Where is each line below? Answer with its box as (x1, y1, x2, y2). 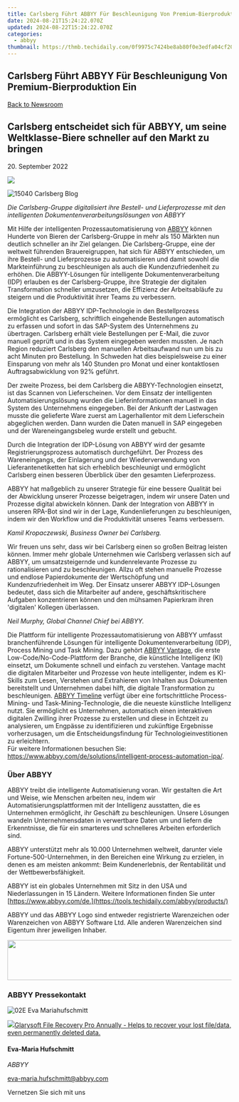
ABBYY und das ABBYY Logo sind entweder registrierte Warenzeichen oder (7, 910, 230, 919)
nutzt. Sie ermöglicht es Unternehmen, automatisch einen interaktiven (7, 706, 212, 715)
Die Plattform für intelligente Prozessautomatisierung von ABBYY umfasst (7, 631, 223, 639)
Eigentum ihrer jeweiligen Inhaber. (7, 925, 107, 934)
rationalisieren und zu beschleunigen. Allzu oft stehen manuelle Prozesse (7, 565, 222, 573)
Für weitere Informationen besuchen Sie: (7, 744, 127, 752)
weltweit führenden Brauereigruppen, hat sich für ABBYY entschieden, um (7, 247, 225, 255)
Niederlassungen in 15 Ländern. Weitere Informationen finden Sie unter (7, 889, 216, 897)
